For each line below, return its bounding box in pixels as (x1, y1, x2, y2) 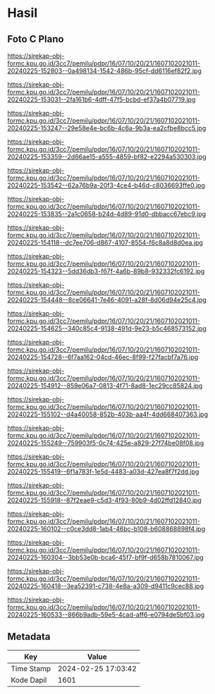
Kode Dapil (11, 675, 47, 685)
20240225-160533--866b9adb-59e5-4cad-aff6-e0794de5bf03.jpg (7, 611, 205, 619)
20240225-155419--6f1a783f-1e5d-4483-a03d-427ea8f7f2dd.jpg (7, 467, 199, 476)
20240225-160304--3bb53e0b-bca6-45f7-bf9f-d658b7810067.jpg (7, 553, 204, 562)
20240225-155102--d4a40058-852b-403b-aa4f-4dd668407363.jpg (7, 410, 209, 419)
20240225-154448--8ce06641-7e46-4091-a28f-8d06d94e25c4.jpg (7, 296, 207, 304)
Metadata (7, 631, 51, 643)
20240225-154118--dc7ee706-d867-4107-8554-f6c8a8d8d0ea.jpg (7, 238, 203, 247)
